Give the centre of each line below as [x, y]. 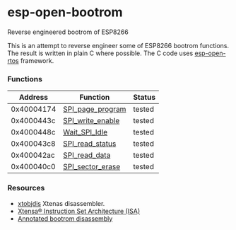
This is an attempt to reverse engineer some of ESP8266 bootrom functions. [118, 45]
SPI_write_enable [92, 121]
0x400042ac [33, 155]
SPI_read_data [87, 155]
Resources [26, 188]
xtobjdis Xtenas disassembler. [61, 203]
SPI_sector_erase [92, 167]
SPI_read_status [90, 144]
